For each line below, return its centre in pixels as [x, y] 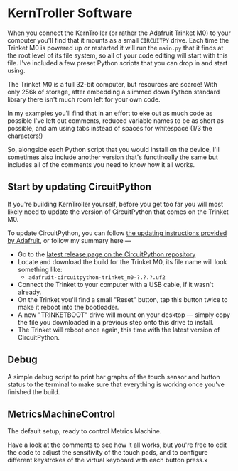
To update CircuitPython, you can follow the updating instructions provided [117, 233]
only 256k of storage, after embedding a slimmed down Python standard [114, 92]
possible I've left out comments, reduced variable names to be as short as [115, 120]
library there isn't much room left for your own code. [84, 99]
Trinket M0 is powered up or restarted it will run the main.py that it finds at [115, 48]
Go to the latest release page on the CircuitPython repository [107, 254]
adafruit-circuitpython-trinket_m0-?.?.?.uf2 [97, 277]
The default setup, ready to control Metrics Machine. [85, 431]
